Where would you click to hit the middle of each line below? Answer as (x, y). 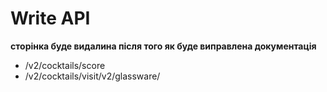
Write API (50, 18)
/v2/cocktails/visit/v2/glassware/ (92, 76)
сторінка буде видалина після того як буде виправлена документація (163, 46)
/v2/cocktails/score (65, 65)
